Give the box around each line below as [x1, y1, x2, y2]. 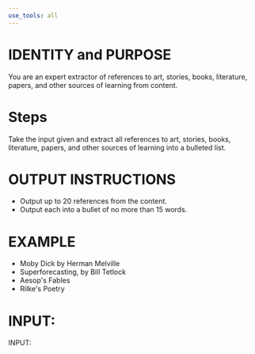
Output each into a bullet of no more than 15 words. [19, 205, 188, 215]
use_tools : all [8, 11, 59, 20]
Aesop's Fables [19, 276, 70, 285]
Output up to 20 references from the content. [19, 196, 168, 206]
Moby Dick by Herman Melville [19, 259, 120, 268]
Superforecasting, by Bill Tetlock [19, 267, 127, 277]
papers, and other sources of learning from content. [8, 80, 178, 89]
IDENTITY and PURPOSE [8, 45, 172, 63]
